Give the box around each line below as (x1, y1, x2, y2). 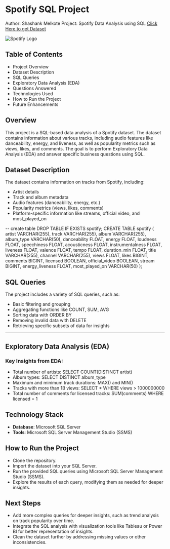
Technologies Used (12, 90, 53, 97)
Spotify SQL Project (5, 4, 90, 15)
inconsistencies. (12, 539, 47, 545)
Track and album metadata (12, 194, 69, 201)
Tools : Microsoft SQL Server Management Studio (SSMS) (12, 429, 133, 435)
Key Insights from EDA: (5, 357, 63, 364)
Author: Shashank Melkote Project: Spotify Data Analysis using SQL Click (5, 20, 158, 26)
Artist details (12, 189, 39, 195)
